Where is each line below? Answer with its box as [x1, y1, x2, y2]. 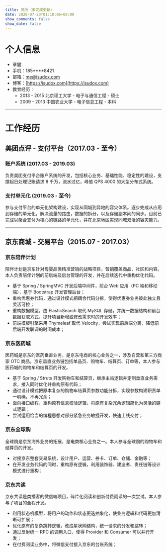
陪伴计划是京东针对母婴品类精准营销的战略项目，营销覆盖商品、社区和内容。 [5, 266, 162, 272]
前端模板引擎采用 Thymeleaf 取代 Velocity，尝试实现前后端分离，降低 [12, 320, 155, 326]
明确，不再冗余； [16, 394, 52, 400]
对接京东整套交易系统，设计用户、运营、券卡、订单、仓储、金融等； [12, 455, 152, 461]
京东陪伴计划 [5, 254, 36, 261]
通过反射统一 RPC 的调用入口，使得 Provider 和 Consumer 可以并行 [12, 529, 150, 535]
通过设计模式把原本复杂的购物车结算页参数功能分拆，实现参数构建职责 [12, 387, 157, 393]
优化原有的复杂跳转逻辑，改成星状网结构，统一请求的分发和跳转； [12, 523, 148, 529]
